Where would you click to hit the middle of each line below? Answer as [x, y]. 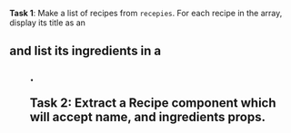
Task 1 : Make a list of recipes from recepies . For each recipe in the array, [146, 13]
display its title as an [48, 23]
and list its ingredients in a [85, 51]
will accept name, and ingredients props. [148, 117]
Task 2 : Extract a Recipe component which [153, 103]
